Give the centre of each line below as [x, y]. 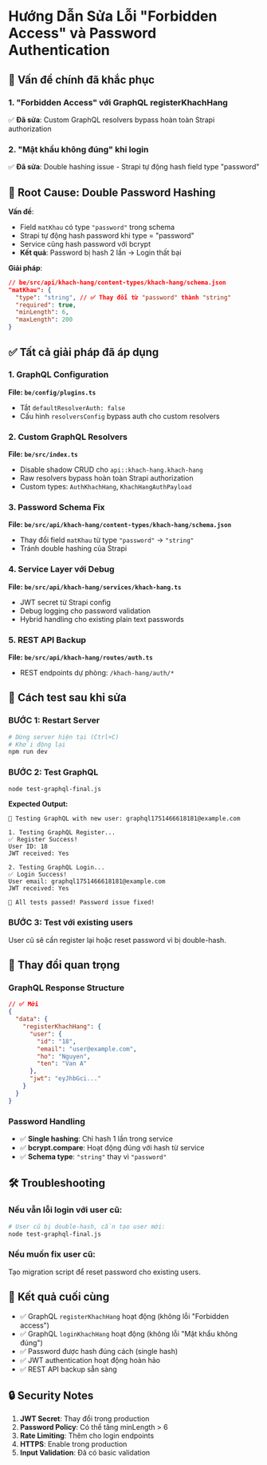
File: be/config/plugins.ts [52, 392]
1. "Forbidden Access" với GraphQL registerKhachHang [118, 102]
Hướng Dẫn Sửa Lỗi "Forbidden [113, 16]
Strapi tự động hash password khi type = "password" [107, 236]
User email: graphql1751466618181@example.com [87, 881]
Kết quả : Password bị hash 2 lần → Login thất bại [100, 252]
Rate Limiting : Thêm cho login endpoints [87, 1435]
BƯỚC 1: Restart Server [54, 720]
